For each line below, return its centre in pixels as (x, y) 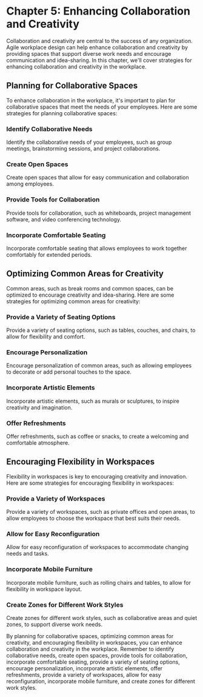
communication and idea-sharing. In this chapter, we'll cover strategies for (99, 60)
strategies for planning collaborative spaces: (62, 113)
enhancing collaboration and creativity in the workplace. (76, 66)
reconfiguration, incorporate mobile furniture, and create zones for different (101, 681)
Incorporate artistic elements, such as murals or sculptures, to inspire (93, 401)
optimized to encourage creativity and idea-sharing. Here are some (90, 295)
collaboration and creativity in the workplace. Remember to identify (90, 649)
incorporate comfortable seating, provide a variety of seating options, (93, 662)
